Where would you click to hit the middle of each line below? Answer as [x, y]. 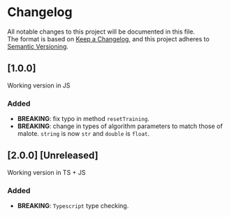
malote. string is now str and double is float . [84, 134]
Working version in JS [39, 85]
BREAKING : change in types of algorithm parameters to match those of [120, 126]
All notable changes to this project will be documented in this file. [101, 31]
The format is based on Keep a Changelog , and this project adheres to [108, 38]
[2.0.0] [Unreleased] [53, 156]
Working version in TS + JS [46, 172]
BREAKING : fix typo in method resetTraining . [84, 119]
